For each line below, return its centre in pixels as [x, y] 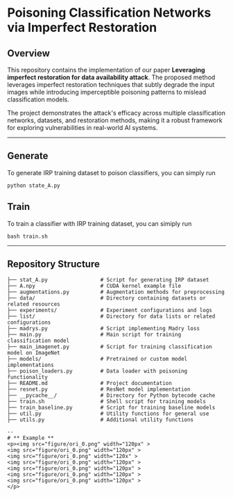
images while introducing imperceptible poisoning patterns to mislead [107, 92]
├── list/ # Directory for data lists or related [111, 317]
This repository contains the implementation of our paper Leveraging [106, 70]
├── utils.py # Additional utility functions [101, 420]
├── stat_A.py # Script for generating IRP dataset [108, 280]
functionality [28, 377]
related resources [34, 304]
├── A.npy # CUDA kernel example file [94, 286]
